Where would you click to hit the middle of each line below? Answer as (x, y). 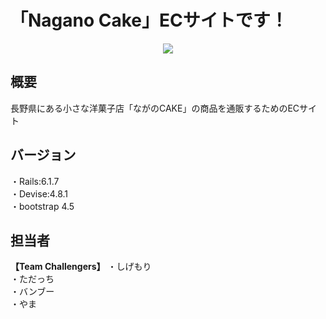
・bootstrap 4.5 (42, 206)
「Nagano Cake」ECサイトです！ (149, 20)
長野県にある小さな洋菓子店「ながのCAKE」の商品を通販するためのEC (155, 108)
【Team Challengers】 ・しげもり (81, 267)
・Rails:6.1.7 (35, 181)
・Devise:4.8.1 (39, 193)
